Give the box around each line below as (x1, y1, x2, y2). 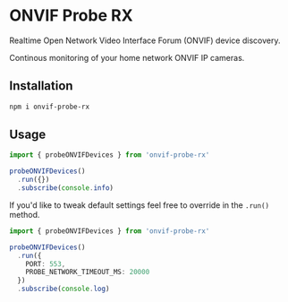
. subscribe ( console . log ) (17, 284, 110, 294)
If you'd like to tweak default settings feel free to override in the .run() (9, 199, 270, 211)
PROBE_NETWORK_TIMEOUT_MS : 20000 (25, 268, 150, 277)
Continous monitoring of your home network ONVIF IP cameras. (9, 52, 245, 63)
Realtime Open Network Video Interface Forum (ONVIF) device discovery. (9, 35, 281, 46)
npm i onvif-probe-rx (9, 102, 90, 111)
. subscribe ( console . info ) (17, 184, 114, 193)
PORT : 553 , (25, 259, 66, 269)
